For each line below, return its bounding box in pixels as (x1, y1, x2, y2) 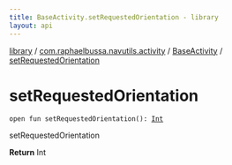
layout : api (9, 21, 53, 30)
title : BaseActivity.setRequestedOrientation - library (9, 12, 219, 22)
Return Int (9, 147, 47, 158)
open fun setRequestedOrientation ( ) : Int (9, 115, 164, 124)
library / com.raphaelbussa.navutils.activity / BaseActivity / (9, 45, 223, 56)
